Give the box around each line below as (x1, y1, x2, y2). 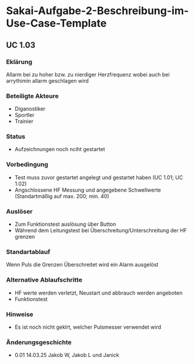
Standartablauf (6, 248, 51, 256)
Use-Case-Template (6, 16, 107, 30)
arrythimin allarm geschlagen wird (6, 77, 89, 84)
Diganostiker (14, 105, 46, 112)
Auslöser (6, 207, 33, 215)
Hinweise (6, 310, 34, 318)
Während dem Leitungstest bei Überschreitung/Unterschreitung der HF (14, 227, 187, 234)
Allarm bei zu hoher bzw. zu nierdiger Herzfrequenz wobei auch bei (6, 71, 170, 78)
